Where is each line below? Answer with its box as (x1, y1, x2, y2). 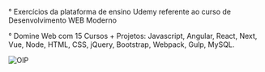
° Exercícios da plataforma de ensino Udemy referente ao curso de (8, 7, 232, 16)
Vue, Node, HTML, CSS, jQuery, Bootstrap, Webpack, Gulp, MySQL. (8, 40, 235, 49)
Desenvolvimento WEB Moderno (8, 15, 118, 25)
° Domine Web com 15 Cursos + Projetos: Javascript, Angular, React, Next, (8, 32, 258, 40)
